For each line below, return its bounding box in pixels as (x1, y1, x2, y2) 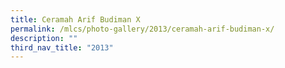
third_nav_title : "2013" (10, 42, 114, 53)
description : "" (10, 33, 78, 43)
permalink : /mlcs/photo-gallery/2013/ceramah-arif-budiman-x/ (10, 24, 275, 34)
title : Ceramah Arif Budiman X (10, 14, 141, 25)
